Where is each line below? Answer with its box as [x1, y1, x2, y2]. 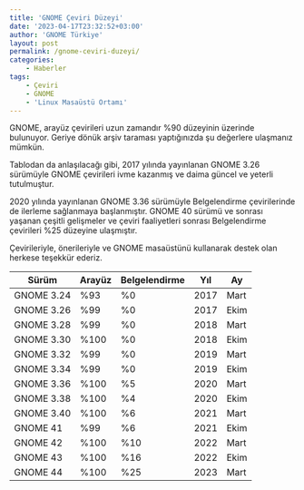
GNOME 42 [14, 436, 64, 449]
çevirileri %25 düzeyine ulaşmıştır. [9, 225, 138, 236]
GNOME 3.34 [14, 363, 72, 376]
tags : [9, 73, 30, 82]
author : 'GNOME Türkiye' [9, 30, 103, 39]
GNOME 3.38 [14, 392, 72, 405]
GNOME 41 [14, 422, 64, 435]
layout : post [9, 38, 59, 48]
